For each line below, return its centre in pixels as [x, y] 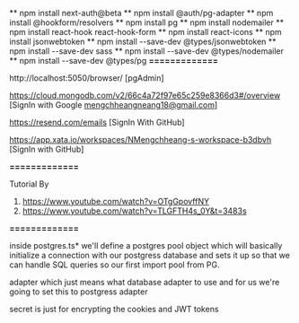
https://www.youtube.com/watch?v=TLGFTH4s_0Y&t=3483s [134, 211]
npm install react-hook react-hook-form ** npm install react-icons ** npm [145, 32]
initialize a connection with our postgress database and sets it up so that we [149, 255]
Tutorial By [29, 184]
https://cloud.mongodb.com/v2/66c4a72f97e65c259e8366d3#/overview [145, 95]
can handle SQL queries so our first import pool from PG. [114, 265]
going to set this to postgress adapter [79, 292]
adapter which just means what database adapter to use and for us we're [145, 282]
